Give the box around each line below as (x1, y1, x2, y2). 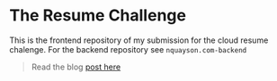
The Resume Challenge (9, 5, 187, 26)
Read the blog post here (31, 61, 121, 72)
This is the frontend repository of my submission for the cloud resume (9, 35, 269, 45)
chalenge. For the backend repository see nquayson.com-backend (9, 44, 247, 54)
